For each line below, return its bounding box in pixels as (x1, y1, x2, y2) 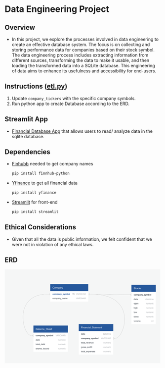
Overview (4, 23, 36, 32)
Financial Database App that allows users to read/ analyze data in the (11, 128, 153, 134)
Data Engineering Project (4, 3, 110, 15)
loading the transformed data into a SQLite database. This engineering (11, 63, 155, 68)
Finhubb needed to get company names (11, 161, 93, 167)
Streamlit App (4, 115, 48, 123)
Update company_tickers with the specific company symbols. (11, 95, 136, 101)
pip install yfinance (11, 190, 56, 195)
